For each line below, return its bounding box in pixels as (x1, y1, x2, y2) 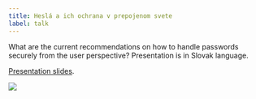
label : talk (8, 19, 49, 28)
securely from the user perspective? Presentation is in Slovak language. (8, 50, 249, 60)
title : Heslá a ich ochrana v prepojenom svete (8, 11, 173, 20)
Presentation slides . (8, 66, 75, 75)
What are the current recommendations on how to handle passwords (8, 41, 239, 51)
